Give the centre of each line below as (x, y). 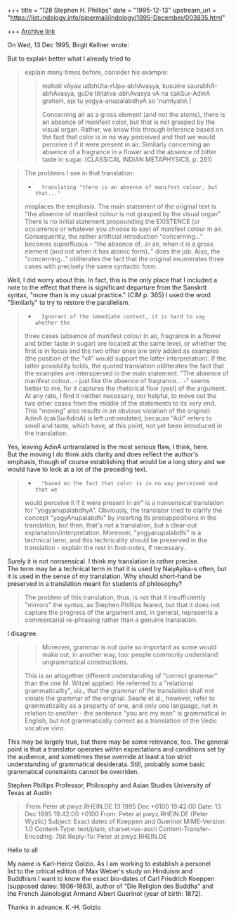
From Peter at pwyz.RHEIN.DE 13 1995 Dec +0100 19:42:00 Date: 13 (123, 806)
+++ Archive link (31, 31)
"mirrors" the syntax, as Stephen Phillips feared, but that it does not (122, 605)
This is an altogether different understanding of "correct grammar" (121, 676)
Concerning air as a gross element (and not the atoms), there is (133, 114)
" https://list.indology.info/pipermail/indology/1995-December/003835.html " (116, 18)
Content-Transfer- (185, 829)
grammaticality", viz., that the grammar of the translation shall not (119, 691)
